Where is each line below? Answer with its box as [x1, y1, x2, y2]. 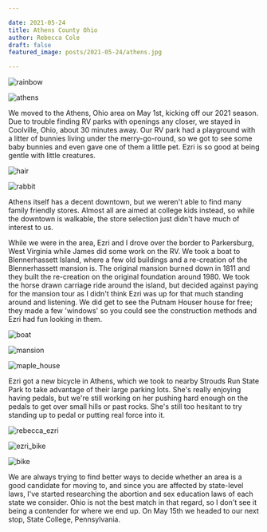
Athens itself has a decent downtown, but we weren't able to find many [8, 197, 241, 207]
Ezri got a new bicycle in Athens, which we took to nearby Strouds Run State [8, 376, 260, 386]
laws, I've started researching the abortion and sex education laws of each [8, 489, 253, 499]
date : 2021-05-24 [8, 18, 66, 26]
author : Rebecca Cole [8, 34, 80, 42]
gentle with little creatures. [8, 151, 96, 161]
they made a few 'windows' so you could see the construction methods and [8, 306, 257, 316]
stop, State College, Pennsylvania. [8, 514, 121, 524]
